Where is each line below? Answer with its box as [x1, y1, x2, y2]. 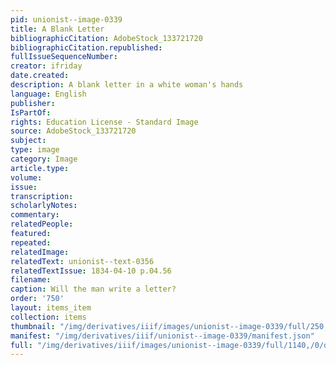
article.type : [10, 163, 70, 173]
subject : [10, 136, 47, 146]
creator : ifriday [10, 61, 83, 71]
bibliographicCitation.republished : [10, 42, 163, 53]
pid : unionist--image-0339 [10, 14, 123, 25]
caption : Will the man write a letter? [10, 284, 177, 295]
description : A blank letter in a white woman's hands [10, 80, 244, 90]
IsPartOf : [10, 107, 52, 118]
